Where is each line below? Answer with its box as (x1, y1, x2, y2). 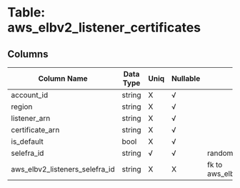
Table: (7, 4, 46, 21)
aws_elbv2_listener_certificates (7, 19, 201, 36)
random (206, 148, 234, 158)
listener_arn (11, 114, 51, 123)
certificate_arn (11, 125, 60, 134)
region (11, 102, 33, 112)
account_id (11, 90, 49, 100)
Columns (7, 48, 49, 60)
